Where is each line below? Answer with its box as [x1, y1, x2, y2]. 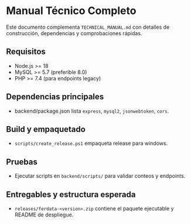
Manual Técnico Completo [6, 4, 137, 18]
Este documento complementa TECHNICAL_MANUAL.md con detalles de [6, 23, 170, 30]
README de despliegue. [14, 211, 74, 218]
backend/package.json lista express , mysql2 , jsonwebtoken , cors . [14, 107, 169, 114]
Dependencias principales [6, 92, 104, 102]
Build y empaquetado [6, 124, 86, 134]
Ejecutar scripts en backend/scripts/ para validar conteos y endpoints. [14, 172, 186, 179]
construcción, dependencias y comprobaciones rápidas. [6, 29, 142, 36]
